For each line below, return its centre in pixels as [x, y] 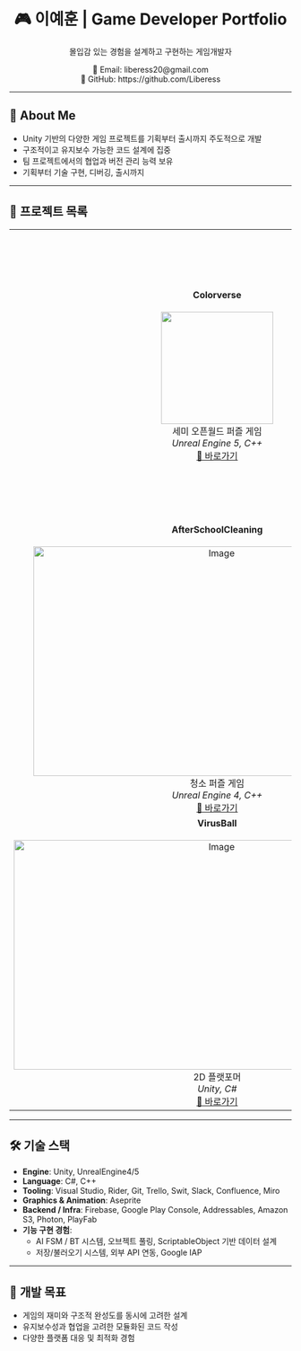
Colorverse [217, 295]
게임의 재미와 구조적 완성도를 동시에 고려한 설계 [105, 1316]
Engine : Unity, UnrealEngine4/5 [81, 1172]
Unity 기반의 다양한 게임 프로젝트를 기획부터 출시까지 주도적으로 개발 [142, 138]
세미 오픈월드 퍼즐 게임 [217, 431]
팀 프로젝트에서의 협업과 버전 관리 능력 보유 [98, 161]
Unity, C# [217, 1089]
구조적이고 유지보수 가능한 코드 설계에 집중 [97, 149]
